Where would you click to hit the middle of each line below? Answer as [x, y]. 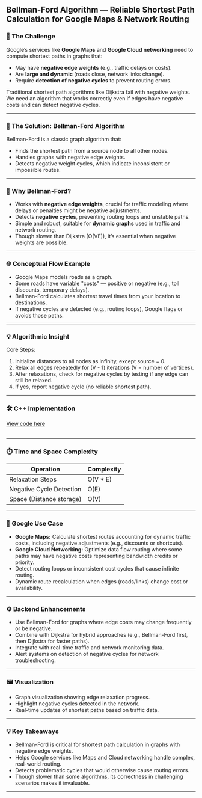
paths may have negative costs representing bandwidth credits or [96, 556]
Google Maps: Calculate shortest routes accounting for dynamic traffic [103, 536]
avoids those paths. [39, 315]
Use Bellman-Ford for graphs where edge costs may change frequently [103, 622]
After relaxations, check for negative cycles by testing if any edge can [101, 374]
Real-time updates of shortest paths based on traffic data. [87, 710]
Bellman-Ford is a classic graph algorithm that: [64, 139]
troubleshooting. [35, 660]
